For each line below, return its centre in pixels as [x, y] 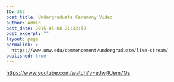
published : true [26, 56]
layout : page [22, 39]
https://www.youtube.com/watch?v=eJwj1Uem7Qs [68, 72]
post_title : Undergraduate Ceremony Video [59, 17]
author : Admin [24, 23]
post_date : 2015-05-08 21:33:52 [46, 28]
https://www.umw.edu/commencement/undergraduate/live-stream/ [90, 51]
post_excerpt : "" [28, 34]
